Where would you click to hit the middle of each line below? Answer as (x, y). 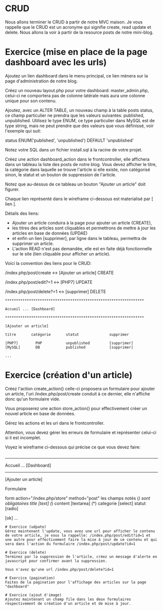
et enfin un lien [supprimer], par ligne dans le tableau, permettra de (79, 238)
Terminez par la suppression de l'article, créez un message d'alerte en (81, 556)
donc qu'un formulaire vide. (33, 399)
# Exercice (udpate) (26, 527)
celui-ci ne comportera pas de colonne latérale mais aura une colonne (75, 95)
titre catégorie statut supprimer (67, 334)
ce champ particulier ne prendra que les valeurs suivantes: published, (75, 115)
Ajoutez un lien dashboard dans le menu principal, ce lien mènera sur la (76, 75)
